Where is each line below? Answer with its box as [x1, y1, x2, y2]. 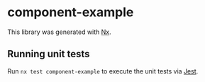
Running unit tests [7, 48, 90, 60]
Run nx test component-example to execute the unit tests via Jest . [7, 66, 199, 75]
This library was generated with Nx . [7, 28, 111, 36]
